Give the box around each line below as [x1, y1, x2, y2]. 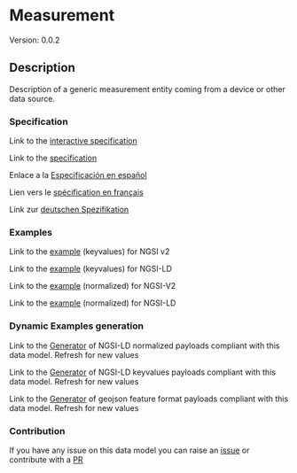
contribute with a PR [9, 454, 83, 465]
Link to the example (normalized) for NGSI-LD [9, 298, 176, 308]
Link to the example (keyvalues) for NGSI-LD [9, 263, 173, 275]
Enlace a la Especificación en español [9, 170, 148, 181]
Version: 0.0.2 [9, 35, 60, 45]
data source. [9, 93, 56, 104]
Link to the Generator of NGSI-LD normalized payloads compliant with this [9, 340, 280, 351]
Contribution [9, 424, 66, 437]
